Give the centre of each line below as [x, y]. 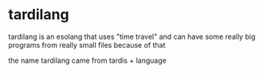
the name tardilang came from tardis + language [88, 60]
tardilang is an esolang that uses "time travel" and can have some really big [132, 36]
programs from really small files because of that [87, 44]
